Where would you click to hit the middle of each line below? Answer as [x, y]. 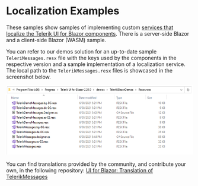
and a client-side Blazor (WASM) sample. [56, 40]
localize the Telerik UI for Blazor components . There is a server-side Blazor [98, 33]
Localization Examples [63, 11]
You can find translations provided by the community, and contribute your [96, 164]
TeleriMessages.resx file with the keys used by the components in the [91, 58]
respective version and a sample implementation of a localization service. [96, 64]
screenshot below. [29, 77]
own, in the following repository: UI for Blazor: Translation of [79, 171]
